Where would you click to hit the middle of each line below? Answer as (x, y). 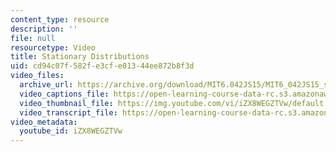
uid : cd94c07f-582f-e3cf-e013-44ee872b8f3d (102, 66)
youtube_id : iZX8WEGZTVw (71, 131)
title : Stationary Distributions (80, 57)
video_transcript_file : (68, 112)
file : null (33, 38)
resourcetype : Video (53, 47)
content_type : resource (60, 19)
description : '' (44, 29)
